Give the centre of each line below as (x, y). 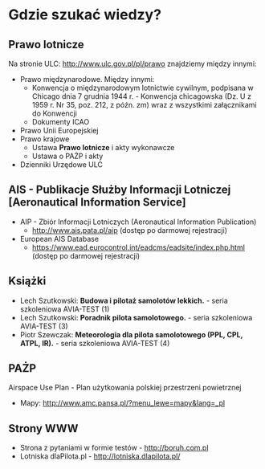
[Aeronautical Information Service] (97, 202)
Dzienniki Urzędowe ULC (61, 165)
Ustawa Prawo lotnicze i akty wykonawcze (103, 147)
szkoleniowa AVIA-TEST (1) (65, 309)
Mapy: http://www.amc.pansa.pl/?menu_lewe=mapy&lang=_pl (122, 403)
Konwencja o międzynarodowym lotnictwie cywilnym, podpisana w (143, 88)
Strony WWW (43, 428)
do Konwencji (55, 113)
